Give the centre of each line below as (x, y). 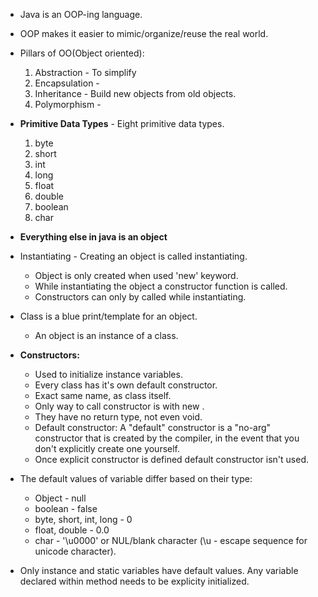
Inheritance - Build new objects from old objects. (135, 93)
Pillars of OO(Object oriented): (82, 53)
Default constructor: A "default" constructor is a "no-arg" (153, 427)
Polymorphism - (68, 104)
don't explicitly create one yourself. (107, 448)
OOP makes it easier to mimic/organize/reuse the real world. (144, 33)
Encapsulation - (67, 83)
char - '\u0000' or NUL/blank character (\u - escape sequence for (171, 540)
